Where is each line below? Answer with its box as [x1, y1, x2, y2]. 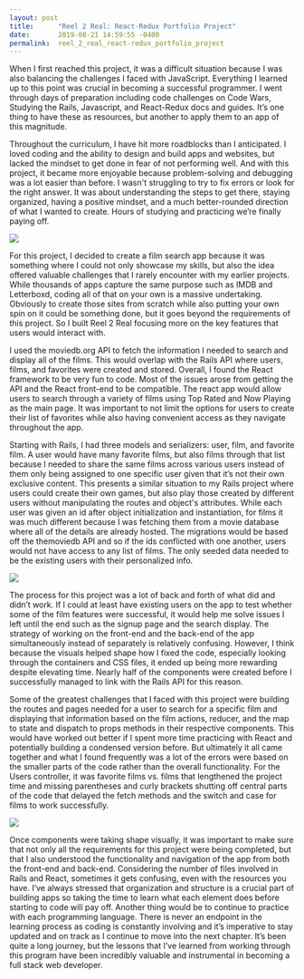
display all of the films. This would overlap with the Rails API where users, [9, 354, 283, 365]
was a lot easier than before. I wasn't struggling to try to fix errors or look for [9, 178, 295, 189]
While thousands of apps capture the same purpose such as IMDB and [9, 279, 273, 290]
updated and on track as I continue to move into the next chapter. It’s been [9, 931, 287, 942]
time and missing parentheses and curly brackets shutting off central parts [9, 780, 288, 791]
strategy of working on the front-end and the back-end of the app [9, 628, 255, 639]
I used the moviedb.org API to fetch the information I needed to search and [9, 345, 289, 356]
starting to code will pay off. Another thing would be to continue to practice [9, 902, 290, 913]
